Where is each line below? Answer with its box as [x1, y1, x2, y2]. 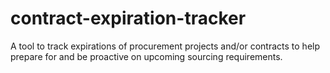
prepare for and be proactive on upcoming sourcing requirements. [10, 50, 283, 62]
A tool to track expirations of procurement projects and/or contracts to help [10, 40, 321, 52]
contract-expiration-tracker [10, 7, 247, 30]
